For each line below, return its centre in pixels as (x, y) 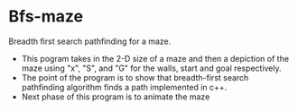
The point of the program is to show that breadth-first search (135, 77)
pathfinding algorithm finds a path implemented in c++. (124, 87)
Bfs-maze (46, 17)
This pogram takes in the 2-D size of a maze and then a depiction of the (155, 58)
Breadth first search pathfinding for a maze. (90, 41)
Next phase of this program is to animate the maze (116, 97)
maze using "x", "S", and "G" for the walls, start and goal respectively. (151, 68)
